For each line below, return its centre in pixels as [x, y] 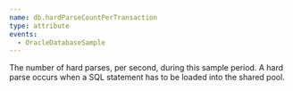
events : [24, 34]
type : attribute [39, 26]
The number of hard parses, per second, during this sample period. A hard [146, 68]
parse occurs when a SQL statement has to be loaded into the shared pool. [147, 78]
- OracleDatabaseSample [61, 42]
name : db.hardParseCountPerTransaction [84, 17]
